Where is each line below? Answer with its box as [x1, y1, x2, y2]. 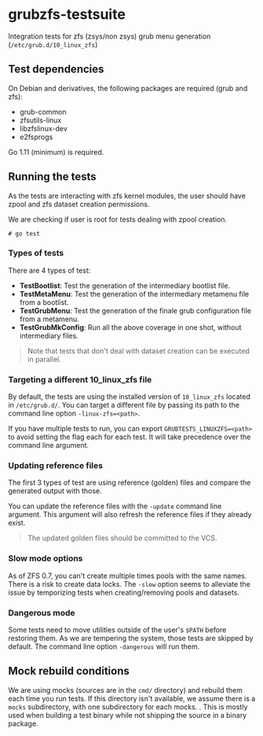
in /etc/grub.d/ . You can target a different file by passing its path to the [8, 401, 239, 410]
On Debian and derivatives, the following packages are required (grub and [8, 83, 248, 93]
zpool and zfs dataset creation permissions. [8, 199, 150, 209]
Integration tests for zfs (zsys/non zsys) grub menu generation [8, 31, 211, 41]
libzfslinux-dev [19, 123, 68, 133]
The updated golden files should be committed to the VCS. [27, 533, 217, 543]
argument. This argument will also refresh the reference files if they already [8, 510, 252, 519]
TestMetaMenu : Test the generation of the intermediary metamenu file [19, 289, 250, 298]
